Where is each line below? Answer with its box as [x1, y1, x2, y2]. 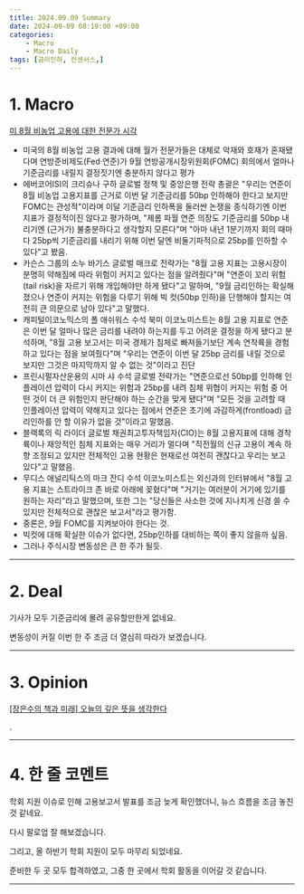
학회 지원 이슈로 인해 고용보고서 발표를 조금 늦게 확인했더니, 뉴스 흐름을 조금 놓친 [9, 795, 294, 806]
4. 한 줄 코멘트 [9, 765, 109, 785]
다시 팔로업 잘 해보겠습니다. [9, 826, 107, 837]
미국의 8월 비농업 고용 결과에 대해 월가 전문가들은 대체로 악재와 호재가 [22, 144, 270, 155]
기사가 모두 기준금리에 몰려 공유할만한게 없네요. [9, 612, 176, 623]
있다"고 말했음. [22, 461, 75, 471]
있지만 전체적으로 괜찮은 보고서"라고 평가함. [22, 506, 176, 517]
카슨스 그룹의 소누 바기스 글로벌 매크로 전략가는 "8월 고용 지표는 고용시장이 [22, 257, 288, 268]
